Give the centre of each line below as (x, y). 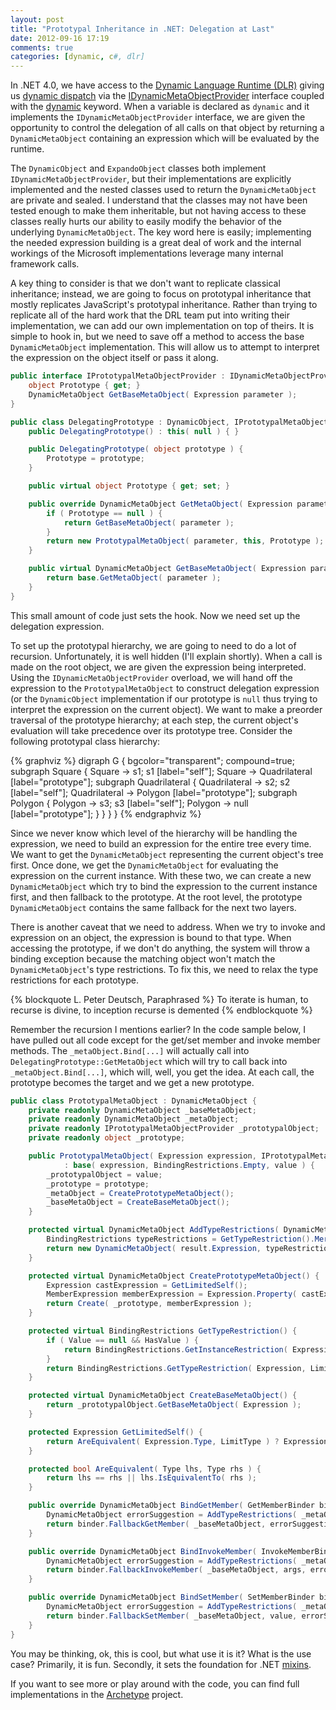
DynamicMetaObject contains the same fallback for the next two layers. (153, 907)
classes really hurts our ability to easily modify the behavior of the (146, 222)
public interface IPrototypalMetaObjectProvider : (118, 376)
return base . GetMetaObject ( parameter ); (134, 578)
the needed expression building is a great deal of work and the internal (156, 243)
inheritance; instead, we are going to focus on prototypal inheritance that (161, 294)
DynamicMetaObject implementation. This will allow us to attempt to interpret (165, 347)
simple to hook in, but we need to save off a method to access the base (157, 337)
